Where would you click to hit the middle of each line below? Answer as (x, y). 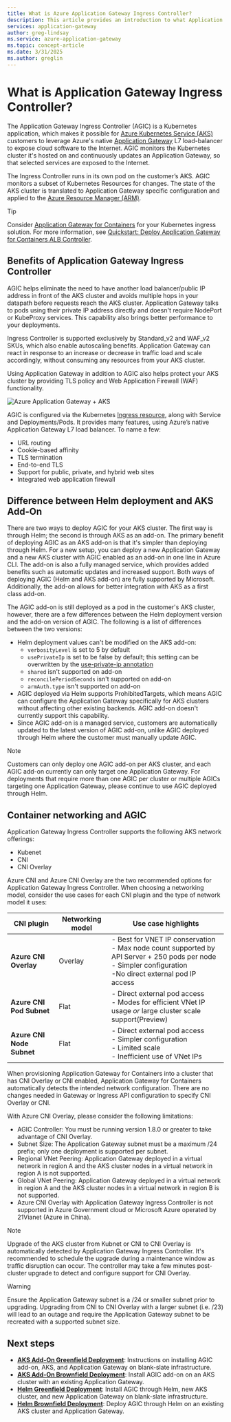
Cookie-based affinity (48, 450)
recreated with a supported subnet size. (64, 1322)
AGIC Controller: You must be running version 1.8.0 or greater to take (114, 1129)
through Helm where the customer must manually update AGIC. (107, 738)
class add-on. (27, 594)
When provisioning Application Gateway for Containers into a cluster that (110, 1074)
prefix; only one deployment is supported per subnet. (92, 1152)
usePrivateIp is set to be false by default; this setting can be (113, 657)
